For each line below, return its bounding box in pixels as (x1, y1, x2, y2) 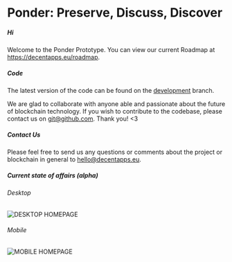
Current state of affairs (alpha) (7, 171, 98, 180)
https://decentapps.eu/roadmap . (7, 53, 100, 62)
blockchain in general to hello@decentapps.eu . (7, 155, 142, 164)
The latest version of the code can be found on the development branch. (7, 87, 215, 95)
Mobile (7, 226, 27, 234)
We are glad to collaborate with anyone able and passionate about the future (7, 100, 226, 108)
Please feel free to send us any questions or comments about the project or (7, 148, 223, 157)
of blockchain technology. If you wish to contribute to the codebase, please (7, 107, 223, 116)
